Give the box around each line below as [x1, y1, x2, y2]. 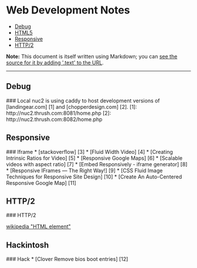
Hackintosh [6, 240, 49, 250]
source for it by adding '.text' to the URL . [6, 59, 104, 66]
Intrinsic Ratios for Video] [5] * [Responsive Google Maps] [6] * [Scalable [6, 154, 183, 162]
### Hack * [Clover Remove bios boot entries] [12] [6, 256, 128, 263]
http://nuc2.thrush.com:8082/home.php [6, 115, 103, 123]
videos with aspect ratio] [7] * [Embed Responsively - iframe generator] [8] [6, 160, 188, 167]
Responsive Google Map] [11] [6, 179, 76, 186]
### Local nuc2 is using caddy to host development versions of [6, 97, 160, 104]
